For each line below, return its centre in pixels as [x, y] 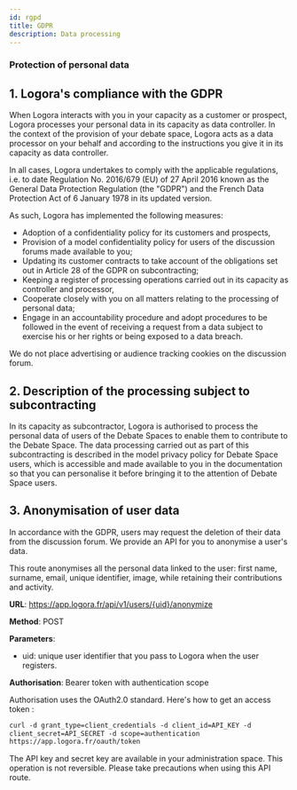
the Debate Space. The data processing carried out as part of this [129, 445]
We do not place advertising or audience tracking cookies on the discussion [148, 354]
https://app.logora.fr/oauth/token [75, 742]
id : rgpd [25, 17]
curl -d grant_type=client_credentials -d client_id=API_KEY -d [130, 725]
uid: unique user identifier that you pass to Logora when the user [141, 656]
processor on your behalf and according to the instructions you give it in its [146, 144]
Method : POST [37, 621]
